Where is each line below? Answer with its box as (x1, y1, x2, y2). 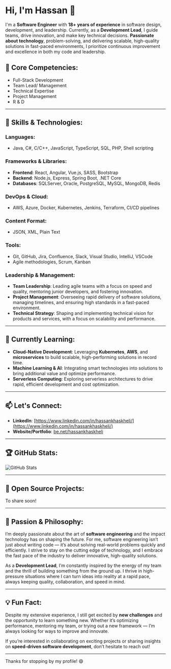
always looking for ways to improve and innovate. (5, 628, 109, 634)
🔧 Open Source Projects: (5, 484, 84, 493)
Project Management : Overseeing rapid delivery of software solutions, (12, 293, 162, 300)
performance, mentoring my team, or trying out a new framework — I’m (5, 623, 155, 629)
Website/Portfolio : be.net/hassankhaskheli (12, 428, 103, 434)
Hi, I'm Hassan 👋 (5, 5, 76, 16)
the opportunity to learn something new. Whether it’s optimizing (5, 617, 139, 623)
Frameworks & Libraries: (5, 158, 67, 165)
